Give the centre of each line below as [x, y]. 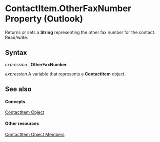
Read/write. [17, 37]
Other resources [22, 123]
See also [18, 89]
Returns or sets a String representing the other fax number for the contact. [80, 32]
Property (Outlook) [44, 19]
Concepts [15, 101]
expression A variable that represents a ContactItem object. [65, 74]
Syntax [16, 53]
